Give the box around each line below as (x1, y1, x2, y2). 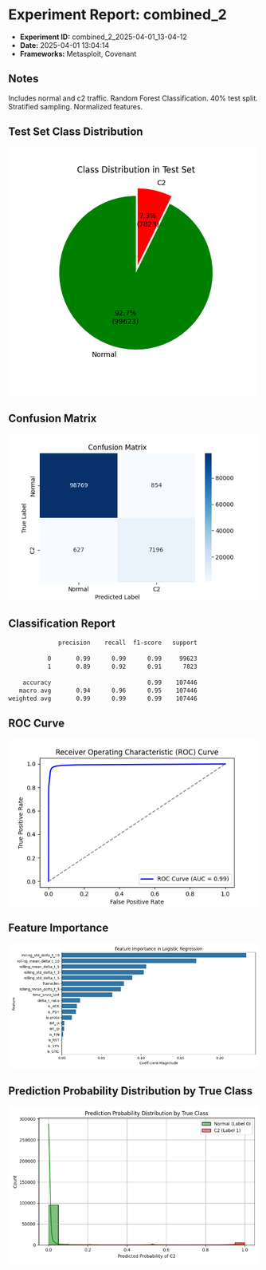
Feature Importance (8, 921, 109, 935)
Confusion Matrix (8, 411, 97, 425)
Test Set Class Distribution (8, 125, 143, 139)
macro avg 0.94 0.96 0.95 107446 (18, 686, 198, 695)
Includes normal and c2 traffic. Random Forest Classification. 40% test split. (8, 93, 259, 103)
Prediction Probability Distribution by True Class (8, 1084, 253, 1098)
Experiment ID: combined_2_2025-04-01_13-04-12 (19, 32, 187, 42)
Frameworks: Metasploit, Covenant (19, 49, 137, 58)
